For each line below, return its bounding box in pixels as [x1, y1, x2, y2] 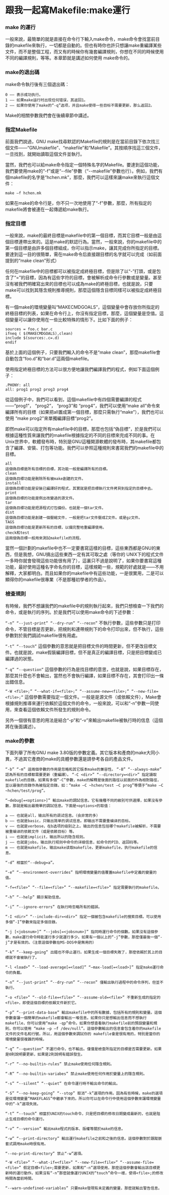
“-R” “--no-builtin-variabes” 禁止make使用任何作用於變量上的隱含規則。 [5, 1071, 147, 1076]
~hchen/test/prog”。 [5, 788, 48, 793]
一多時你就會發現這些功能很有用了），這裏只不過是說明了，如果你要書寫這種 [5, 558, 162, 564]
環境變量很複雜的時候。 [5, 1037, 47, 1042]
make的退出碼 [5, 69, 40, 76]
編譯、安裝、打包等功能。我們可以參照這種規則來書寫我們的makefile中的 [14, 445, 164, 451]
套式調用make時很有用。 [5, 1141, 48, 1146]
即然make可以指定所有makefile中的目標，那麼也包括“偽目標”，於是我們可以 [5, 426, 161, 432]
